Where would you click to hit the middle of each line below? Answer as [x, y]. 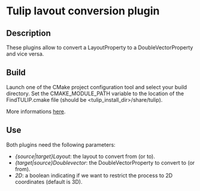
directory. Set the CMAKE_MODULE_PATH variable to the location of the [95, 93]
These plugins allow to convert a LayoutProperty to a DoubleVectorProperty [100, 47]
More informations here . [36, 111]
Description [28, 33]
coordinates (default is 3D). [49, 181]
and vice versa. [25, 54]
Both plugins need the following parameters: [61, 144]
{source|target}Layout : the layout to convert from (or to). [85, 156]
